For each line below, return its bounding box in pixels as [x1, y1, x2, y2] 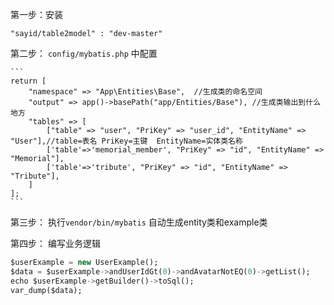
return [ [10, 76, 47, 86]
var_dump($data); [10, 285, 83, 295]
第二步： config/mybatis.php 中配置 [10, 48, 158, 59]
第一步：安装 [10, 9, 63, 20]
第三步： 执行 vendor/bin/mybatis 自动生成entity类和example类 [10, 216, 268, 228]
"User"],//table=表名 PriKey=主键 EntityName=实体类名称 [10, 136, 243, 146]
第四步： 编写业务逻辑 [10, 238, 101, 249]
